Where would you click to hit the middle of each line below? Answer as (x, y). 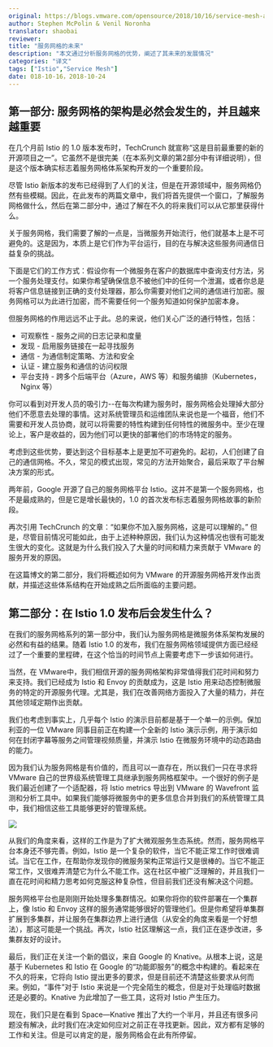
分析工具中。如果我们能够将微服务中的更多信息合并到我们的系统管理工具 (143, 798)
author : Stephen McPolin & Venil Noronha (80, 24)
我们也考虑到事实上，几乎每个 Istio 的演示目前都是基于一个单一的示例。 (128, 720)
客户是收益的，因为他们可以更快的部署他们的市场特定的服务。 (133, 434)
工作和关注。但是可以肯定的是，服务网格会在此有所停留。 (104, 1035)
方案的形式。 (37, 472)
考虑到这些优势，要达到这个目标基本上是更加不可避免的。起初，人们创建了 (133, 452)
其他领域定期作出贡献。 (48, 702)
